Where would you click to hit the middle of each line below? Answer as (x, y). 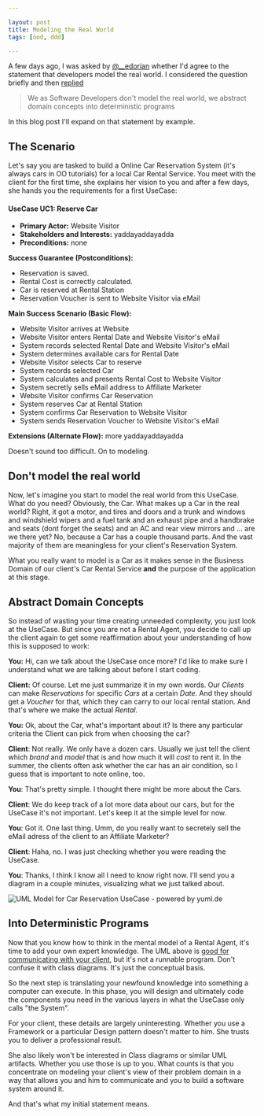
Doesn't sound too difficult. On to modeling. (79, 451)
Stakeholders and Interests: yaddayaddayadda (97, 235)
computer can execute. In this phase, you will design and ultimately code (126, 991)
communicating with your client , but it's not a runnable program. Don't (122, 959)
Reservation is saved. (54, 273)
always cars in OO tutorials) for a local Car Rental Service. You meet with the (132, 174)
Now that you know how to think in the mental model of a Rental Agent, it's (129, 942)
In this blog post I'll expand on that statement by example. (102, 122)
